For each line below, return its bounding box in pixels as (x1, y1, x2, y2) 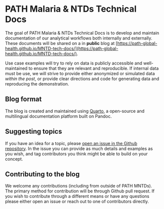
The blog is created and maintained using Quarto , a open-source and (5, 108, 145, 114)
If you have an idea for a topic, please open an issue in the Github (5, 140, 138, 146)
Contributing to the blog (5, 170, 80, 178)
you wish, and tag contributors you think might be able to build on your (5, 150, 148, 157)
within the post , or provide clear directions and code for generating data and (5, 76, 160, 82)
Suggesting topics (5, 127, 62, 136)
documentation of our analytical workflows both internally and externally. (5, 35, 153, 41)
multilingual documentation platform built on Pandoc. (5, 113, 112, 119)
